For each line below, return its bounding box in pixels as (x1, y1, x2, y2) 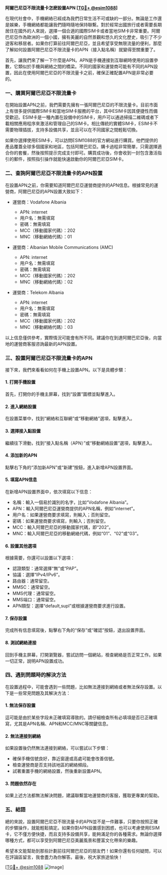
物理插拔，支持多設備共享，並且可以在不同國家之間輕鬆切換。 (13, 127, 140, 133)
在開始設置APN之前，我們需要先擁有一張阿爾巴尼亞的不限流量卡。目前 (5, 102, 150, 108)
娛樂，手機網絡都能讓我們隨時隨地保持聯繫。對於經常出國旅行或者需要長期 (9, 22, 162, 27)
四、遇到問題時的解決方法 (5, 671, 67, 678)
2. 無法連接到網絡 (5, 733, 41, 739)
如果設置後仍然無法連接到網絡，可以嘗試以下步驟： (5, 745, 110, 751)
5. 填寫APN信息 (5, 476, 37, 483)
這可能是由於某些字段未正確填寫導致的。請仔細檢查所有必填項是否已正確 (5, 714, 153, 720)
